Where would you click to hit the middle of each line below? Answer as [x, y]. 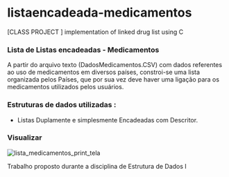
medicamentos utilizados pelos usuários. [66, 87]
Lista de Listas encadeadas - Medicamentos [83, 50]
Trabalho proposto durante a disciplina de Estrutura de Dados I [97, 166]
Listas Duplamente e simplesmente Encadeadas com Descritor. [108, 120]
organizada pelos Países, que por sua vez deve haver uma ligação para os [113, 80]
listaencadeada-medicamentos [100, 13]
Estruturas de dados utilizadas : [62, 105]
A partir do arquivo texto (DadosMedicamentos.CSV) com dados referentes [115, 65]
